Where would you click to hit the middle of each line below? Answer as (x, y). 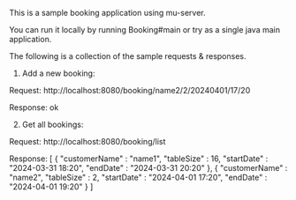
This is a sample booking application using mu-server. (107, 13)
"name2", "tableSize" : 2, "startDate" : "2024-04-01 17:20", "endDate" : (138, 177)
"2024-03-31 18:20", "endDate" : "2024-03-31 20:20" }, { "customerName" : (148, 168)
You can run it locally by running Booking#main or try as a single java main (145, 30)
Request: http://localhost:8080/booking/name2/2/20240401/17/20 (130, 90)
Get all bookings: (53, 124)
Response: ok (34, 107)
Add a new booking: (58, 73)
